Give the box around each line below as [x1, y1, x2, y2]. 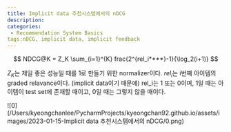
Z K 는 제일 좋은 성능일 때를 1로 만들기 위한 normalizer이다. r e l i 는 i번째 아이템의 [7, 69, 217, 79]
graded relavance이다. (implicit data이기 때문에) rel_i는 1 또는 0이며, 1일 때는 [7, 79, 217, 87]
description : [7, 17, 45, 23]
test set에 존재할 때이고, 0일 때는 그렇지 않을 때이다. [25, 87, 166, 95]
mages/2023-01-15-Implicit [7, 117, 85, 125]
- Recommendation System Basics [10, 29, 103, 37]
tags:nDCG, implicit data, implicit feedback [7, 36, 140, 43]
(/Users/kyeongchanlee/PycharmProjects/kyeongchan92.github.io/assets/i [7, 109, 220, 117]
